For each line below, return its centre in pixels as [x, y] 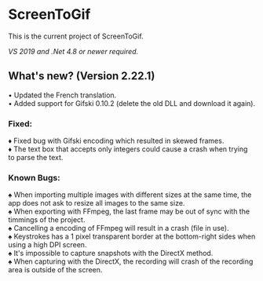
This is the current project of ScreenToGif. [76, 36]
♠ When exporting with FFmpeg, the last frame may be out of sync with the [129, 212]
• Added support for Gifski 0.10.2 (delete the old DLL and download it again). [132, 103]
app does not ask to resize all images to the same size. [97, 203]
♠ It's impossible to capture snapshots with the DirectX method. [111, 254]
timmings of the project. [47, 220]
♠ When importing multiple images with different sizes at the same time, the [130, 195]
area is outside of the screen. [55, 270]
